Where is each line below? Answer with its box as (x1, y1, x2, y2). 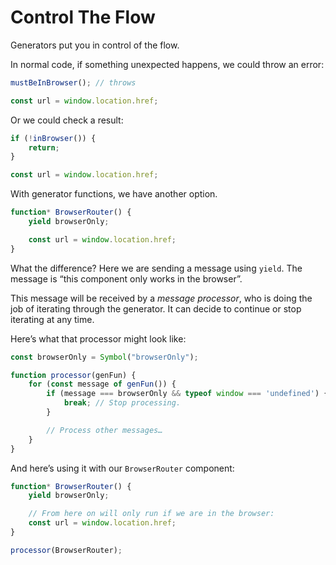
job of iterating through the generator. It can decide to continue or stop (10, 302, 302, 315)
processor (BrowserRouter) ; (10, 545, 123, 555)
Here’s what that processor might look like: (10, 332, 187, 345)
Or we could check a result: (10, 114, 124, 126)
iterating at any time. (10, 313, 95, 325)
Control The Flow (10, 6, 156, 29)
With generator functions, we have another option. (10, 188, 218, 200)
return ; (28, 142, 60, 153)
